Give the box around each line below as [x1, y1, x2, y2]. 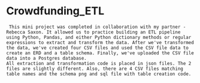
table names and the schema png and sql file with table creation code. [6, 70, 192, 77]
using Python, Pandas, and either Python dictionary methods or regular [6, 34, 192, 40]
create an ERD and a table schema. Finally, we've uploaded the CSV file [6, 50, 195, 56]
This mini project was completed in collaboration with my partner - [8, 24, 186, 30]
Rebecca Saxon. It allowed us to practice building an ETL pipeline [6, 29, 181, 35]
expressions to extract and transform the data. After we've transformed [6, 39, 195, 45]
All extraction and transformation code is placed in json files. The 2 [6, 60, 192, 66]
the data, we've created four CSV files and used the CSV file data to [6, 45, 189, 51]
